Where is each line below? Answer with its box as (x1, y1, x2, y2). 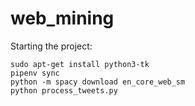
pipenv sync (10, 68, 60, 78)
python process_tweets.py (10, 85, 118, 96)
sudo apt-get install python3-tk (10, 59, 150, 69)
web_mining (10, 7, 115, 30)
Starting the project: (10, 40, 93, 52)
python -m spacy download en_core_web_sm (10, 77, 186, 87)
